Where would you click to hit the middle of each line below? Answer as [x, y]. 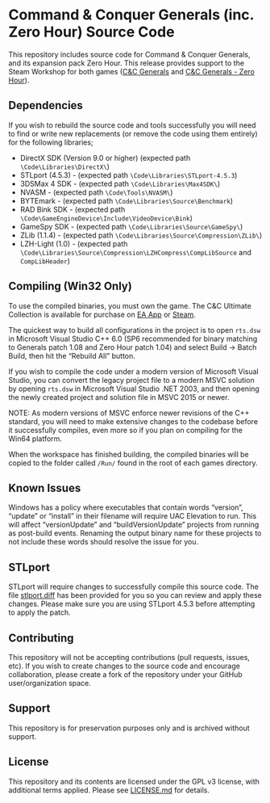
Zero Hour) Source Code [91, 32]
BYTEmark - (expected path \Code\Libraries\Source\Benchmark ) [127, 200]
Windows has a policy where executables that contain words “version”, [126, 507]
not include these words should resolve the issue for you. [104, 542]
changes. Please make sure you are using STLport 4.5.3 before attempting [132, 604]
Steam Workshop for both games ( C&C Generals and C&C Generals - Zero [132, 71]
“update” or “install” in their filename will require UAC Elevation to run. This [133, 516]
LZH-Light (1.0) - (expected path [74, 243]
